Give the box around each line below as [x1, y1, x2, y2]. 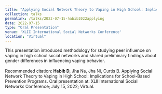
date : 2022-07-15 [5, 20, 40, 26]
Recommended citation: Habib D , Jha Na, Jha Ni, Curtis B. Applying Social [5, 68, 153, 74]
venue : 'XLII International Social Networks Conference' [5, 30, 122, 34]
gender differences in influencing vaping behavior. [5, 58, 105, 63]
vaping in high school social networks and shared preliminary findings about [5, 52, 157, 58]
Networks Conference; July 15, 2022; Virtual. [5, 83, 94, 89]
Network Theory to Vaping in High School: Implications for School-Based [5, 73, 150, 79]
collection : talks [5, 12, 42, 16]
